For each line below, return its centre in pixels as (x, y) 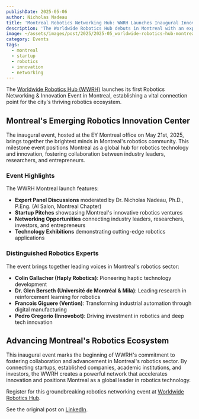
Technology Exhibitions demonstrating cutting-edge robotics (90, 232)
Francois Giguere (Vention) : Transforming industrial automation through (103, 303)
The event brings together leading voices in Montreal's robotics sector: (93, 266)
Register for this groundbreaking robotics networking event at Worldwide (95, 392)
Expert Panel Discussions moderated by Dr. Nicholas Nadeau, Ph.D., (99, 200)
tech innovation (33, 322)
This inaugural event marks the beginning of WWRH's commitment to (91, 355)
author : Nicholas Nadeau (37, 17)
